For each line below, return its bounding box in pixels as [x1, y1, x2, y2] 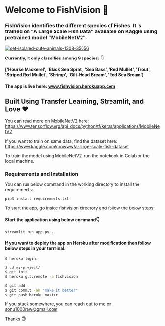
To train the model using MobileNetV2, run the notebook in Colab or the [5, 152, 150, 159]
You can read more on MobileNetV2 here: [5, 118, 89, 124]
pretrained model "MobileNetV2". [5, 34, 87, 41]
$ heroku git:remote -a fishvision [5, 274, 78, 279]
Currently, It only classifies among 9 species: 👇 [5, 55, 104, 61]
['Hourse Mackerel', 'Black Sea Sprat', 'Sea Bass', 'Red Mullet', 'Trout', [5, 66, 151, 73]
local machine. [5, 158, 35, 164]
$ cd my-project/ [5, 265, 41, 270]
